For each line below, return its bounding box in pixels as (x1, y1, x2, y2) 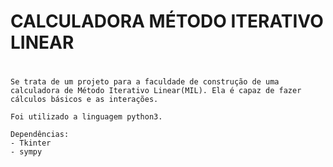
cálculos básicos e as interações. (10, 95, 159, 105)
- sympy (10, 147, 43, 157)
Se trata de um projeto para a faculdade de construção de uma (10, 77, 280, 87)
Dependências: (10, 130, 70, 140)
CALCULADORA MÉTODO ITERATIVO (10, 10, 324, 33)
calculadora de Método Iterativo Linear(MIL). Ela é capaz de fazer (10, 86, 302, 96)
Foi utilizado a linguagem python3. (10, 112, 163, 122)
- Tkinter (10, 138, 52, 149)
